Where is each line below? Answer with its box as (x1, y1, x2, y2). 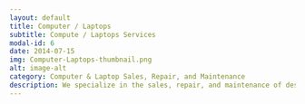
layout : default (9, 13, 71, 23)
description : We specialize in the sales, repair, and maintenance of (9, 80, 282, 90)
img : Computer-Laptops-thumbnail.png (9, 55, 152, 64)
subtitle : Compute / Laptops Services (9, 30, 156, 39)
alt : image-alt (9, 64, 67, 73)
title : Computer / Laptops (9, 22, 112, 31)
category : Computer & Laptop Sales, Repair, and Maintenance (9, 72, 246, 81)
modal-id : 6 (9, 38, 54, 48)
